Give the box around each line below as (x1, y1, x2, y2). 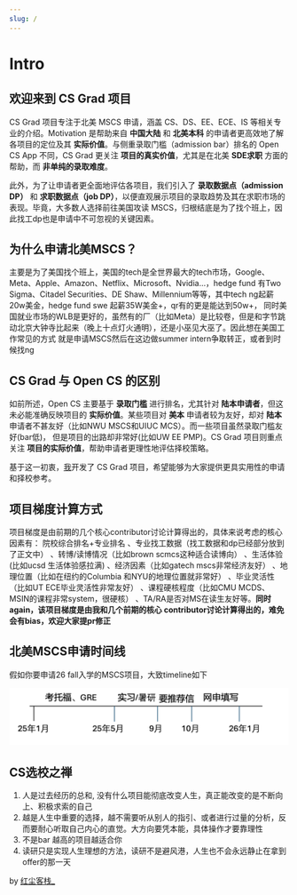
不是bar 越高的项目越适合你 (21, 835, 122, 845)
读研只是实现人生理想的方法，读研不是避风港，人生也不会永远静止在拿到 (21, 845, 286, 857)
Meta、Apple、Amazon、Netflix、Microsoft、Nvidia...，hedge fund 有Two (9, 278, 282, 289)
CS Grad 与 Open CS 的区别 (9, 373, 160, 388)
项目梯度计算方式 (9, 501, 103, 516)
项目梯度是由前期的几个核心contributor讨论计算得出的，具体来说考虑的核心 (9, 527, 283, 538)
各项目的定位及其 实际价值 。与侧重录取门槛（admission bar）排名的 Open (9, 139, 279, 149)
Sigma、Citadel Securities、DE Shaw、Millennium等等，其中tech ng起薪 (9, 289, 275, 300)
